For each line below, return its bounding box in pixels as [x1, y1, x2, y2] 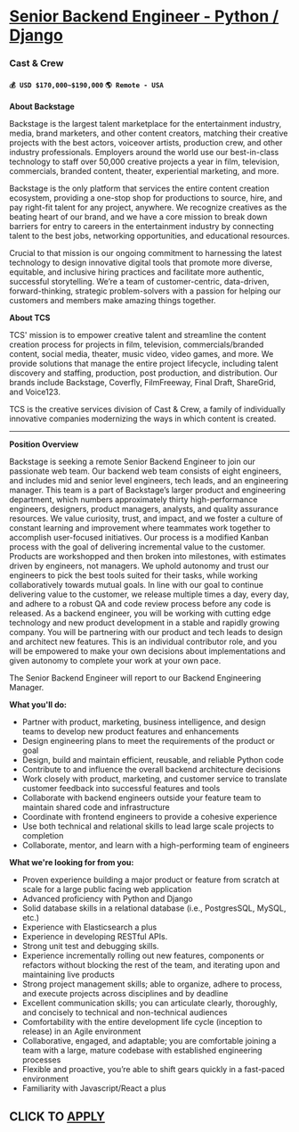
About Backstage [9, 101, 76, 112]
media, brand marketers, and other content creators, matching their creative [9, 128, 288, 139]
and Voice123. [9, 386, 61, 398]
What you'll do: [9, 699, 68, 710]
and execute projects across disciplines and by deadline [21, 988, 229, 999]
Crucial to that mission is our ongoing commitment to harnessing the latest [9, 248, 282, 259]
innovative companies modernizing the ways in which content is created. [9, 413, 277, 425]
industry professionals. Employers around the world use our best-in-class [9, 147, 279, 158]
